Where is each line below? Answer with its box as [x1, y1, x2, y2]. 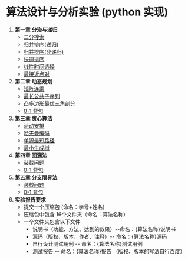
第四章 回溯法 [14, 151, 48, 158]
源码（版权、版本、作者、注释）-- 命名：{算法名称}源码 [32, 233, 167, 240]
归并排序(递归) [23, 41, 59, 48]
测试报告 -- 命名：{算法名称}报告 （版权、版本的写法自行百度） [32, 248, 186, 255]
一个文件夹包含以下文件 [23, 218, 81, 225]
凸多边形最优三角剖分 [23, 100, 75, 107]
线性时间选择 [23, 63, 55, 70]
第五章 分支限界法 [14, 174, 58, 181]
